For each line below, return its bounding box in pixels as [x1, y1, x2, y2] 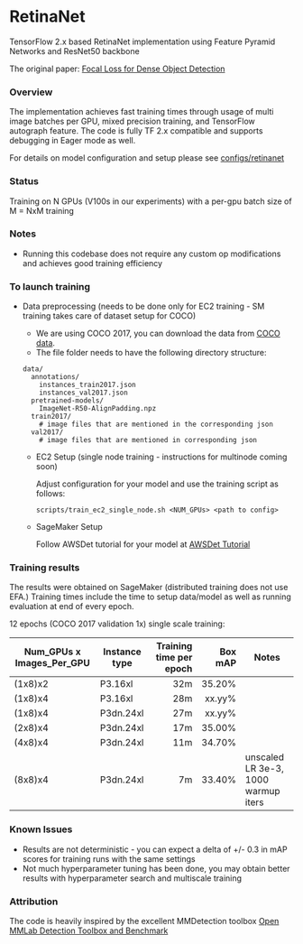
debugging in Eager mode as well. [9, 135, 136, 146]
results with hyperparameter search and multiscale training [22, 873, 242, 884]
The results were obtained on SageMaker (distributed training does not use [9, 582, 289, 593]
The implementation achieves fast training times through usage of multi [9, 106, 274, 117]
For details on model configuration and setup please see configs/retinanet [9, 153, 285, 163]
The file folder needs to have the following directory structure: [35, 347, 268, 358]
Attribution [9, 895, 59, 908]
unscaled [244, 751, 284, 764]
